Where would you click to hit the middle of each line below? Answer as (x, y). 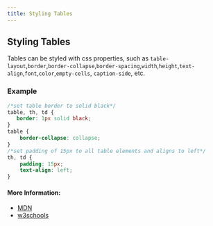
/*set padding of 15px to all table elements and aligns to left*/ (107, 151)
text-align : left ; (46, 170)
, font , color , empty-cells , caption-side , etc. (84, 73)
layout (17, 67)
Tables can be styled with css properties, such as (78, 58)
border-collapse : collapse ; (60, 138)
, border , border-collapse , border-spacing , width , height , (102, 66)
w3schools (33, 216)
